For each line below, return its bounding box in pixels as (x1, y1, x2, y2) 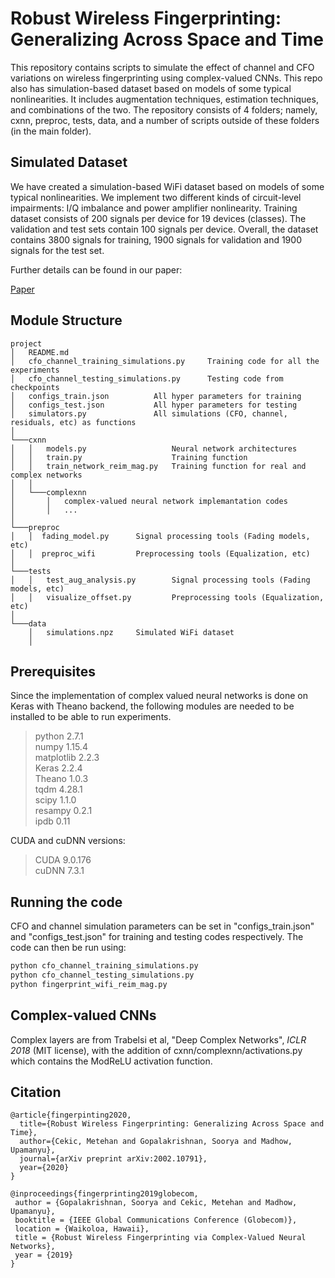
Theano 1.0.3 (34, 773, 89, 785)
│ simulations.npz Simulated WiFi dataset (28, 627, 235, 637)
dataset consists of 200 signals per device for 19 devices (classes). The (10, 212, 307, 224)
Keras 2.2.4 (34, 762, 83, 774)
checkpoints (10, 382, 60, 392)
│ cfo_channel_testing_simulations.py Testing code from (10, 373, 284, 384)
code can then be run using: (10, 942, 127, 954)
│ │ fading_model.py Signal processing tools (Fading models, (10, 531, 311, 541)
